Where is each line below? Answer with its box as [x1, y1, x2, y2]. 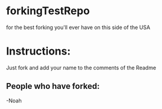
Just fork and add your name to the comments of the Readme [6, 64, 157, 71]
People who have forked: [6, 81, 100, 91]
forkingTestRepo [6, 4, 90, 18]
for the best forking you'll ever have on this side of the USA [6, 24, 151, 31]
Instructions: [6, 44, 71, 58]
